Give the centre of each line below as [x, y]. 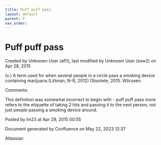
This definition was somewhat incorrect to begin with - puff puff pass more [80, 100]
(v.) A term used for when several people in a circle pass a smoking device [80, 76]
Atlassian [14, 138]
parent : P [15, 19]
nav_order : [16, 23]
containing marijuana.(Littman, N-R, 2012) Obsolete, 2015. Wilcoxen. [74, 81]
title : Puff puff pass [28, 10]
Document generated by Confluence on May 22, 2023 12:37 [65, 129]
